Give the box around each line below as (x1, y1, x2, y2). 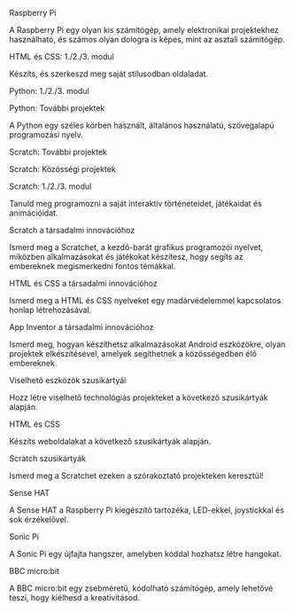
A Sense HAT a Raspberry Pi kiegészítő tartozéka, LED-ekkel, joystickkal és (9, 505, 285, 515)
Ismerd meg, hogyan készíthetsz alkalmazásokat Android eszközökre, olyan (9, 339, 286, 349)
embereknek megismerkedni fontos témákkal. (9, 261, 176, 271)
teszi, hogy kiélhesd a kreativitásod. (9, 592, 140, 602)
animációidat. (9, 208, 58, 218)
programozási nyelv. (9, 129, 84, 140)
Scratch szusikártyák (9, 453, 87, 464)
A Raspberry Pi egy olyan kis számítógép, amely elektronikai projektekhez (9, 25, 279, 35)
